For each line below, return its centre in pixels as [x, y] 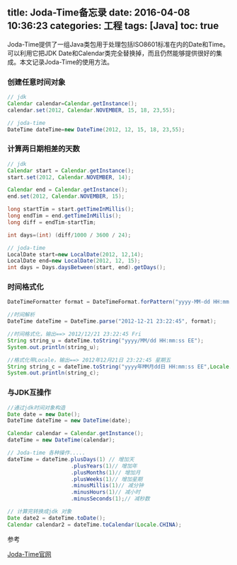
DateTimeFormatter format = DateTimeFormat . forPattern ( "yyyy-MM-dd [109, 302]
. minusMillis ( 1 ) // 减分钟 [107, 486]
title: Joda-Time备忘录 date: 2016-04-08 [99, 13]
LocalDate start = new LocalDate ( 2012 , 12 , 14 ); [75, 254]
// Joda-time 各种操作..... [47, 453]
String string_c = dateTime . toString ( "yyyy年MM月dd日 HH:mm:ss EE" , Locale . [120, 367]
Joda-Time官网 [29, 554]
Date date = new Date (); [44, 414]
